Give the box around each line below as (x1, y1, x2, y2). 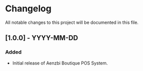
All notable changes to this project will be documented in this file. (5, 19, 139, 25)
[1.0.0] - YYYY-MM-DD (5, 34, 78, 42)
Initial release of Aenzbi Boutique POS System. (12, 60, 108, 66)
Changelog (5, 3, 52, 14)
